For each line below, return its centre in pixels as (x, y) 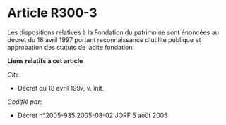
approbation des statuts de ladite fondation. (71, 47)
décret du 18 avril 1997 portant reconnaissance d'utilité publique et (104, 39)
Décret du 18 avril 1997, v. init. (61, 88)
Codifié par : (25, 101)
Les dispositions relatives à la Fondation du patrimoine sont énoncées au (113, 32)
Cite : (14, 74)
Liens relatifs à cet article (45, 60)
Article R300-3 (52, 13)
